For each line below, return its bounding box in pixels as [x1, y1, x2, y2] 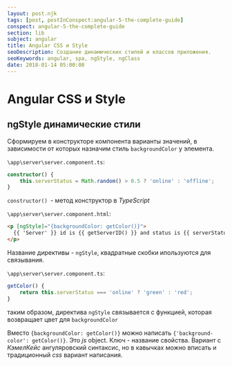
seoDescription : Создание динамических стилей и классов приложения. [7, 49, 212, 56]
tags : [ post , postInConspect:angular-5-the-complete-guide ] [7, 17, 184, 23]
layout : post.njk [7, 10, 57, 17]
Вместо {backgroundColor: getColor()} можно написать [7, 329, 172, 337]
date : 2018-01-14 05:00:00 [7, 61, 85, 68]
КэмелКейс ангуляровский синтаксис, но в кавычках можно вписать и [7, 343, 217, 351]
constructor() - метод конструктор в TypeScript [7, 196, 150, 204]
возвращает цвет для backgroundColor [7, 315, 119, 323]
